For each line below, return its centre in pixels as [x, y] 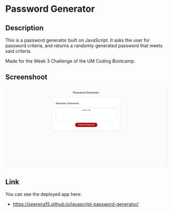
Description [24, 28]
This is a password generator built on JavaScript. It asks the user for [78, 40]
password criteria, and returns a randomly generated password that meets [84, 46]
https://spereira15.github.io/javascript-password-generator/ [76, 204]
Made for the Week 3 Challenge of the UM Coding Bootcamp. [70, 61]
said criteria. [18, 51]
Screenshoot [26, 77]
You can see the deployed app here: [44, 194]
